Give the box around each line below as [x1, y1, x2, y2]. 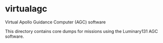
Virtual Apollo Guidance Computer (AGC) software [5, 19, 106, 25]
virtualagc [5, 3, 48, 14]
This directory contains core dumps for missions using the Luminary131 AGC [5, 28, 158, 34]
